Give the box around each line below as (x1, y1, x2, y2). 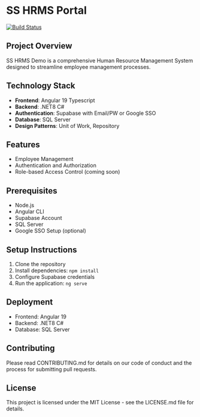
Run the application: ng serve (14, 280, 87, 287)
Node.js (14, 202, 35, 209)
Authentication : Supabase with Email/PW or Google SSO (14, 109, 156, 117)
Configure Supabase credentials (14, 273, 95, 280)
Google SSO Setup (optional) (14, 227, 87, 234)
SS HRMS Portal (6, 4, 87, 17)
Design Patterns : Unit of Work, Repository (14, 122, 120, 129)
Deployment (6, 297, 53, 307)
